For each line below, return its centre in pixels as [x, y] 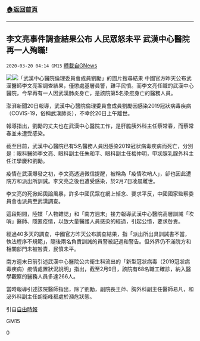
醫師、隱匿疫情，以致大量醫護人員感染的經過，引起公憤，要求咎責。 [100, 221]
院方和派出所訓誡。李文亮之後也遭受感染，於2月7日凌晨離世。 [82, 181]
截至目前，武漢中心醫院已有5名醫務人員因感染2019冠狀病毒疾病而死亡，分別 [100, 146]
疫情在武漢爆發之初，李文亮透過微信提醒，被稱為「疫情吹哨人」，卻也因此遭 [99, 173]
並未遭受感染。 [29, 134]
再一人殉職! [27, 50]
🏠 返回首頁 [22, 9]
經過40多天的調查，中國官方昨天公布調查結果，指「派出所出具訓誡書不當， [98, 234]
